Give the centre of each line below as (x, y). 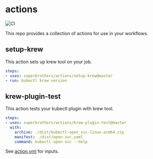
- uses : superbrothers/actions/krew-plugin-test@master (66, 123)
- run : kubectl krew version (36, 81)
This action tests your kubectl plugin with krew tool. (59, 109)
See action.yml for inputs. (32, 151)
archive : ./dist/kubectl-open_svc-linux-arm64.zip (69, 132)
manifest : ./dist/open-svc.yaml (49, 137)
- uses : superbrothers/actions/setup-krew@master (59, 76)
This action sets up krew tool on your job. (49, 62)
